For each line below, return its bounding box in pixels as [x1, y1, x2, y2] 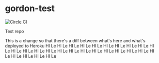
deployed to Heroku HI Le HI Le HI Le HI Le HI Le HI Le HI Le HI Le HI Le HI [5, 43, 154, 48]
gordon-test [5, 3, 55, 14]
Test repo [5, 28, 24, 34]
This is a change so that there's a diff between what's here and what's [5, 37, 145, 44]
